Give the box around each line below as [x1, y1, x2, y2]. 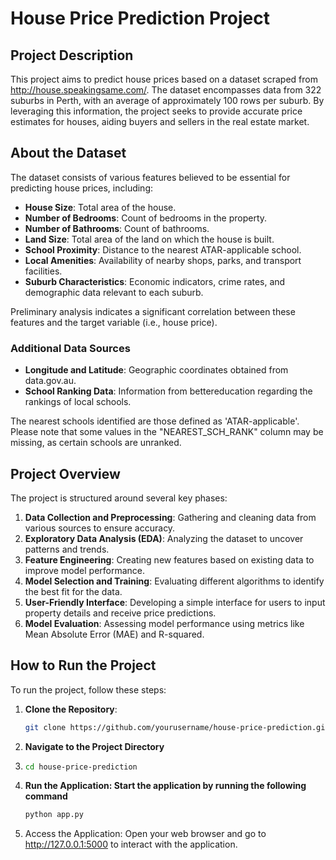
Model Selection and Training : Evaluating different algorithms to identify [24, 575, 325, 587]
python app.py [24, 810, 84, 820]
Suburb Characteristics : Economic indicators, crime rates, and [24, 275, 286, 287]
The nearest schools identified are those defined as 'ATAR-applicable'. [10, 415, 300, 427]
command [24, 790, 68, 802]
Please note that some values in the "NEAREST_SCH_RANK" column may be [10, 426, 324, 438]
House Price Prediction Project [10, 7, 270, 30]
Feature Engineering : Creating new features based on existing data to [24, 553, 315, 566]
